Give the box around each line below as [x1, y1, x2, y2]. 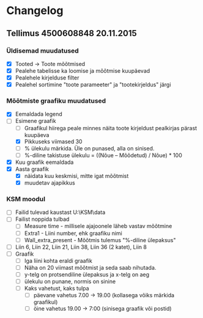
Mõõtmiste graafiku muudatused [6, 97, 106, 105]
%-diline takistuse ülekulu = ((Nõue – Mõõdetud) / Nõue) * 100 [24, 151, 182, 159]
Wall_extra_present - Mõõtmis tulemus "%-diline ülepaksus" [24, 236, 176, 243]
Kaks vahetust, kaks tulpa [24, 285, 90, 292]
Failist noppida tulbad [15, 215, 70, 223]
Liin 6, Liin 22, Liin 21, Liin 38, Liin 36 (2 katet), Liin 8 [15, 243, 147, 251]
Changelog [6, 4, 64, 18]
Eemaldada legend [15, 111, 62, 118]
